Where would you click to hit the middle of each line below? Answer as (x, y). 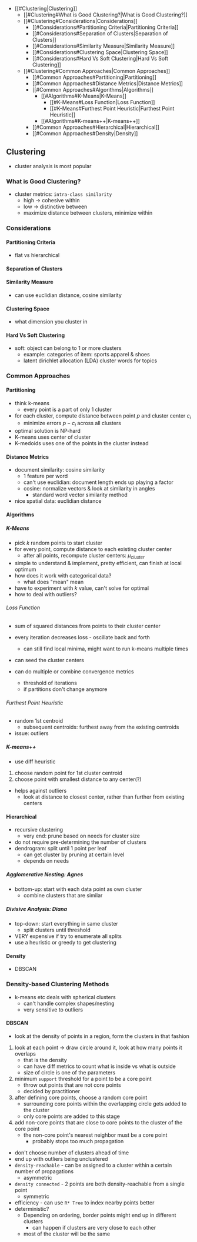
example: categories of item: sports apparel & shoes (86, 355)
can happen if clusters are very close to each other (94, 1227)
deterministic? (32, 1208)
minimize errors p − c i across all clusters (72, 424)
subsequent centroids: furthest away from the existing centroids (101, 727)
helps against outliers (41, 791)
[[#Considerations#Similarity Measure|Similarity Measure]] (103, 46)
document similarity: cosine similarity (60, 470)
